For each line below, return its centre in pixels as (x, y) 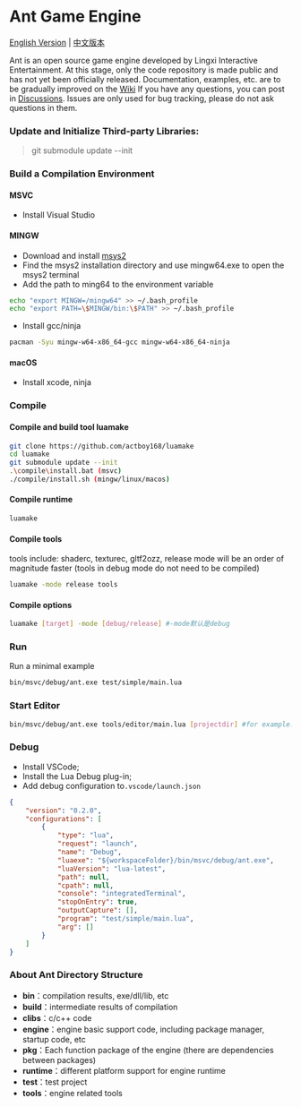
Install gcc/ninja (52, 326)
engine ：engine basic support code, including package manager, (143, 1029)
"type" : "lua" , (86, 836)
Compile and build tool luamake (69, 426)
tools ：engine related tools (72, 1093)
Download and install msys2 (74, 255)
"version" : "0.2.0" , (64, 811)
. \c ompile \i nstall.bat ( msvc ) (66, 471)
